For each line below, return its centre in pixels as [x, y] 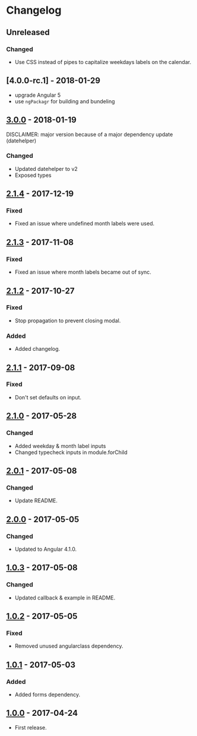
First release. [31, 727]
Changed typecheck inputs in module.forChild [71, 452]
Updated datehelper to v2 [46, 169]
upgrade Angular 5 [38, 95]
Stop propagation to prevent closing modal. [68, 321]
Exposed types [33, 175]
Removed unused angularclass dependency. [69, 646]
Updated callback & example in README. [65, 598]
